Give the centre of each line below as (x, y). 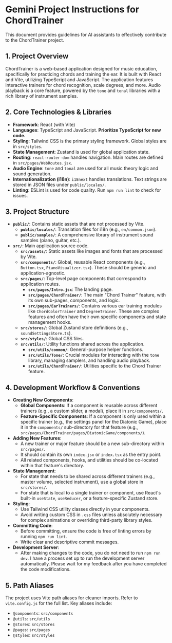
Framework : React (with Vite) (44, 124)
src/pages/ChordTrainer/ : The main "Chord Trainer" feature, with (97, 295)
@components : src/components (43, 613)
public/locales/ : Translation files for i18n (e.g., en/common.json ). (88, 229)
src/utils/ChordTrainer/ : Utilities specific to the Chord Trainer (95, 366)
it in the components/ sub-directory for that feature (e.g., (79, 427)
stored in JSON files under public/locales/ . (59, 185)
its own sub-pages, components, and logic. (74, 300)
